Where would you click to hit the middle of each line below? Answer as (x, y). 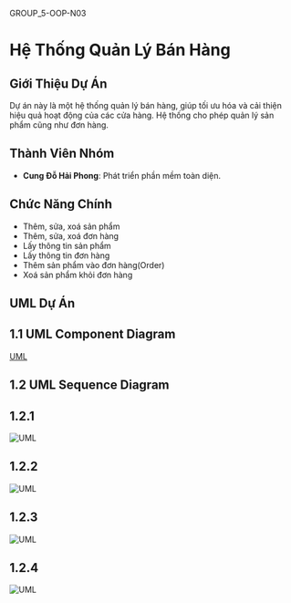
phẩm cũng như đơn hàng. (59, 125)
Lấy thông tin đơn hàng (66, 255)
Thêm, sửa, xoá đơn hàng (71, 235)
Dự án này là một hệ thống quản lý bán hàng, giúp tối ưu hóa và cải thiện (146, 105)
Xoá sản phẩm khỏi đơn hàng (78, 275)
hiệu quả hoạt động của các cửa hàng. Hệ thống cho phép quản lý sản (142, 115)
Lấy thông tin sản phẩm (67, 245)
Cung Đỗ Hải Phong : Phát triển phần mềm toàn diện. (122, 175)
